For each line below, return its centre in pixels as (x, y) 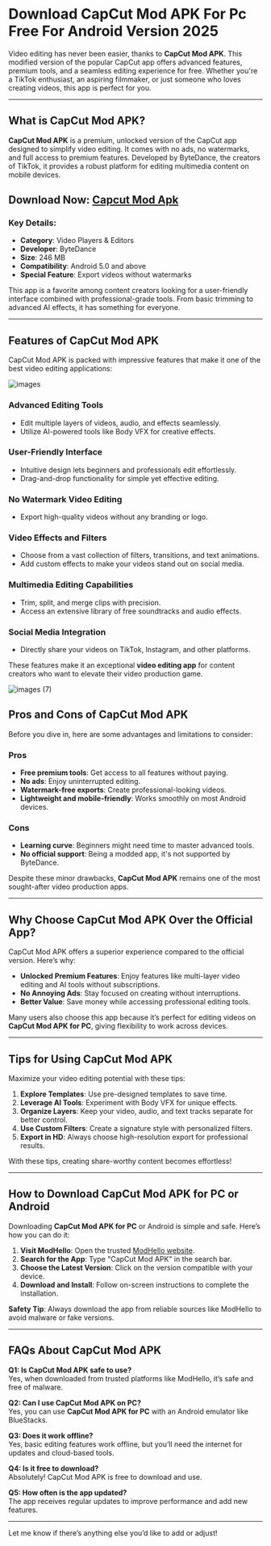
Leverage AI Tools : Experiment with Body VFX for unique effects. (129, 1103)
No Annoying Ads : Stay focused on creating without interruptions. (130, 993)
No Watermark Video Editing (65, 499)
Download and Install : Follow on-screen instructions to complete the (134, 1284)
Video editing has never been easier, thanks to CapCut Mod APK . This (125, 53)
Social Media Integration (57, 632)
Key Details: (32, 223)
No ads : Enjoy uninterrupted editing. (80, 781)
